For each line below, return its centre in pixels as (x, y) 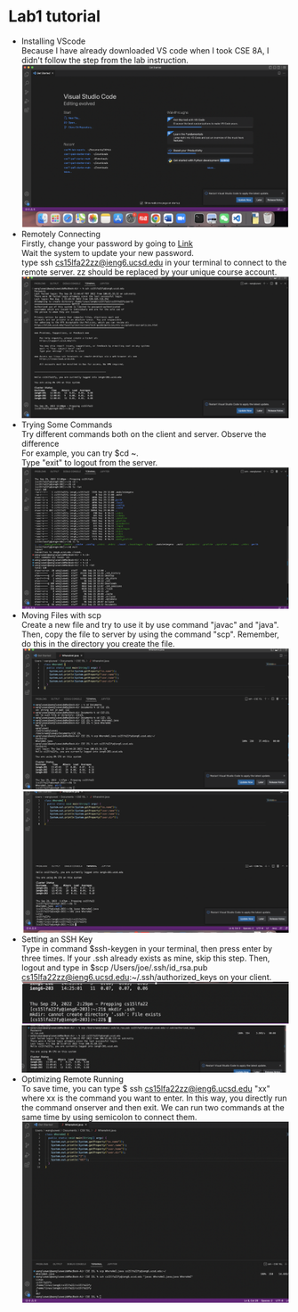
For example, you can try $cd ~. (80, 453)
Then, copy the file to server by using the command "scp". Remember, (150, 634)
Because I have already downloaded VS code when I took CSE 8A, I (145, 50)
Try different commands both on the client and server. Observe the (144, 434)
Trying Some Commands (67, 425)
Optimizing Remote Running (72, 1079)
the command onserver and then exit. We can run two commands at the (153, 1107)
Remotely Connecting (61, 235)
